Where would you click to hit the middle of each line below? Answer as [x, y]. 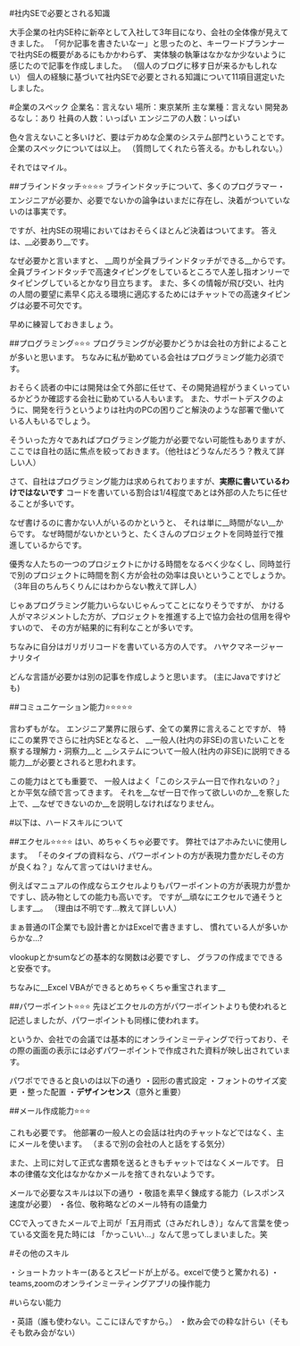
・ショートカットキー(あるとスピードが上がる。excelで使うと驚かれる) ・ [144, 1272]
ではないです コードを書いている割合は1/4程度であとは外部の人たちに [144, 492]
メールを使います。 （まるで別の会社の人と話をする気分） [123, 1144]
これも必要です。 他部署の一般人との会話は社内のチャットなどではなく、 [143, 1132]
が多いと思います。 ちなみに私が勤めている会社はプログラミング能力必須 [143, 357]
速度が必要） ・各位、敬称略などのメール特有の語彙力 [108, 1204]
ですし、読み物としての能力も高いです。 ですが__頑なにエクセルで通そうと [146, 897]
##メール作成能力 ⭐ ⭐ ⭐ [50, 1110]
